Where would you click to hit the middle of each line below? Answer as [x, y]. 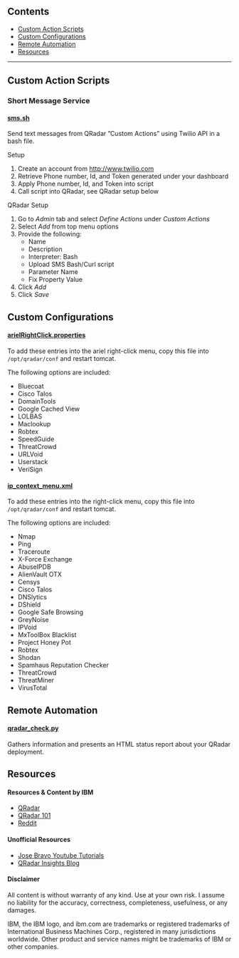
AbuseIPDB [34, 567]
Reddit [27, 823]
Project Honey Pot [44, 643]
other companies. [33, 947]
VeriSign [30, 469]
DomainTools [37, 401]
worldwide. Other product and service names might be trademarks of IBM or [119, 939]
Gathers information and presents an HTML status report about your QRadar [119, 744]
